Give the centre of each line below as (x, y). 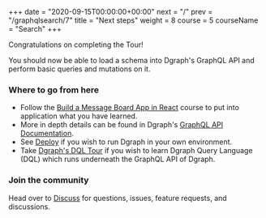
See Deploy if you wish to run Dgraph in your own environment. (126, 142)
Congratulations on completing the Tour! (76, 45)
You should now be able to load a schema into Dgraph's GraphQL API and (132, 60)
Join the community (49, 180)
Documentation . (47, 134)
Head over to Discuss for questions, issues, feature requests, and (118, 198)
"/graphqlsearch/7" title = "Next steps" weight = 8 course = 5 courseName (133, 20)
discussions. (29, 207)
